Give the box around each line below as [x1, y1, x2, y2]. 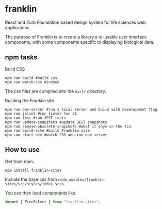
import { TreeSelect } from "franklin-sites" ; [5, 199, 101, 204]
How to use [5, 145, 40, 154]
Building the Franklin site [5, 97, 54, 103]
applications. [5, 24, 31, 30]
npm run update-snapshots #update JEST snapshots [5, 120, 108, 125]
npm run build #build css [5, 75, 57, 80]
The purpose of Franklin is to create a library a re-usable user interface [5, 34, 147, 40]
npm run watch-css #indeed [5, 80, 60, 84]
